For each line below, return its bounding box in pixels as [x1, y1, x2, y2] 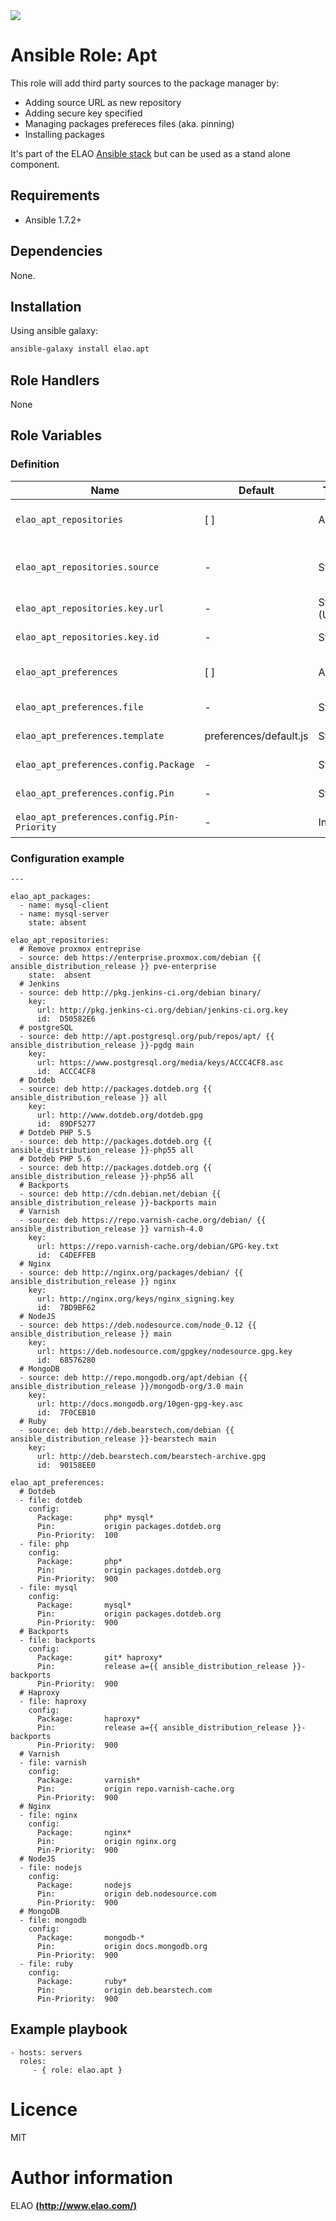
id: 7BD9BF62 [36, 1303, 97, 1313]
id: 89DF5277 [36, 1119, 97, 1129]
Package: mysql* [36, 1600, 132, 1611]
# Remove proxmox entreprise [19, 944, 141, 954]
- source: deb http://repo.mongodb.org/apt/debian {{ [19, 1373, 248, 1383]
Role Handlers [10, 372, 100, 389]
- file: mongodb [19, 1915, 87, 1926]
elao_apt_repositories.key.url [15, 602, 165, 614]
